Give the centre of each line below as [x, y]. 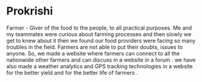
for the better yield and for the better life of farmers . [72, 72]
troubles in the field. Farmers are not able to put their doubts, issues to [95, 47]
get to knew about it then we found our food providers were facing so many [101, 40]
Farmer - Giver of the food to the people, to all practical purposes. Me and [99, 28]
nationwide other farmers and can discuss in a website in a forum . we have [101, 60]
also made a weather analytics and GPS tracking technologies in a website [100, 66]
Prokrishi [30, 11]
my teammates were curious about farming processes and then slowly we [99, 34]
